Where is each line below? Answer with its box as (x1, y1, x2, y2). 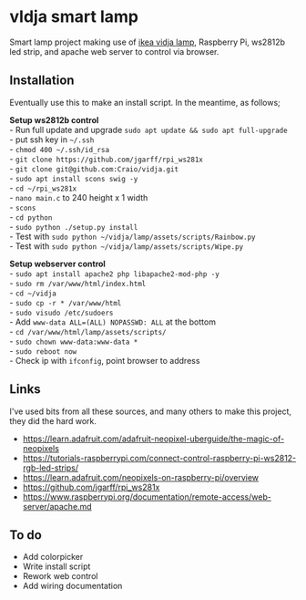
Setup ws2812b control (9, 114, 99, 125)
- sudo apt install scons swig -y (9, 172, 138, 183)
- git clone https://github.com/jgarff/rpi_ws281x (9, 153, 203, 164)
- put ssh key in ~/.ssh (9, 134, 95, 145)
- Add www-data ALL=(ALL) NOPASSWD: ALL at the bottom (9, 316, 217, 327)
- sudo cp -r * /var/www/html (9, 296, 122, 307)
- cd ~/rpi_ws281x (9, 182, 77, 193)
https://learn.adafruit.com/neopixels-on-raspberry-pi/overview (22, 471, 260, 482)
